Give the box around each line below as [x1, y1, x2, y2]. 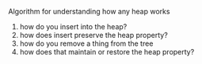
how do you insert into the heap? [19, 22, 128, 31]
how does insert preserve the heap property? [19, 31, 168, 40]
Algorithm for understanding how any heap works [8, 7, 170, 16]
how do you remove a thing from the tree [19, 39, 154, 48]
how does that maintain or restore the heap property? [19, 47, 195, 56]
